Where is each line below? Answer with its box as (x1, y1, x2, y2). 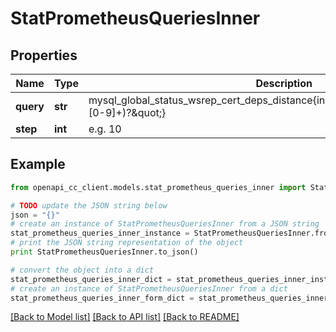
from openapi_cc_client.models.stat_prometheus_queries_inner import (10, 182, 307, 192)
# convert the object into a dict (10, 265, 155, 275)
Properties (10, 47, 78, 64)
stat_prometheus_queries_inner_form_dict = (10, 293, 195, 303)
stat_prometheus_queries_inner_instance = (10, 228, 190, 239)
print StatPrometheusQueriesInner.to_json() (10, 247, 199, 257)
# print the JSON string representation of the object (10, 238, 244, 248)
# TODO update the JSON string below (10, 200, 168, 211)
